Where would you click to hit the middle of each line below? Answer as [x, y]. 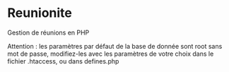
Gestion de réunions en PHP [48, 32]
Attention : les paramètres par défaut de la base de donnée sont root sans [115, 46]
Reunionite [40, 13]
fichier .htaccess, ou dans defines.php [63, 61]
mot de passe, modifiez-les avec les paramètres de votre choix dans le [111, 54]
